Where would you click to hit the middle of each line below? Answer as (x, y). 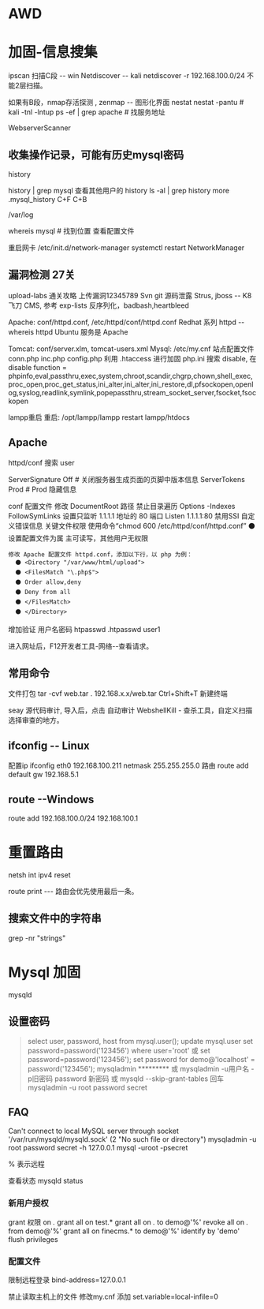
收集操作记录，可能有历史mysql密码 (96, 155)
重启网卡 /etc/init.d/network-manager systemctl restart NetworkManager (126, 247)
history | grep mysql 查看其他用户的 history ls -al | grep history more (119, 190)
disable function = (37, 367)
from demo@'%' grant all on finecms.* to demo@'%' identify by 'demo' (124, 1231)
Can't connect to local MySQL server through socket (93, 1131)
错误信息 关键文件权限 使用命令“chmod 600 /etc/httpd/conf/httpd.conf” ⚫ (135, 525)
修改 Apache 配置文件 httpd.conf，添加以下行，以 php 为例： (100, 554)
